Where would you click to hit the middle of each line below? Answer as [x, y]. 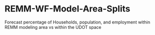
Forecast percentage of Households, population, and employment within [77, 22]
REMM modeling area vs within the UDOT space [53, 27]
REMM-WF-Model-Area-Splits [67, 9]
